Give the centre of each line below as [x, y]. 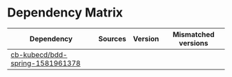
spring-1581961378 [46, 63]
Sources [112, 38]
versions [194, 43]
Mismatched [194, 34]
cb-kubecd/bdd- [39, 54]
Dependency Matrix [65, 13]
